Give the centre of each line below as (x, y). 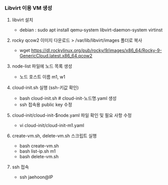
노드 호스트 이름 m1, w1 (43, 77)
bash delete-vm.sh (39, 157)
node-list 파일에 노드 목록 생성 (42, 66)
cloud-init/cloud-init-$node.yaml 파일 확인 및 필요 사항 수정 (72, 115)
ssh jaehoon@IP (36, 177)
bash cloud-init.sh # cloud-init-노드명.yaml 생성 (68, 98)
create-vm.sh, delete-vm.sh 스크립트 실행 (54, 136)
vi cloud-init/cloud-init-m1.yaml (52, 126)
